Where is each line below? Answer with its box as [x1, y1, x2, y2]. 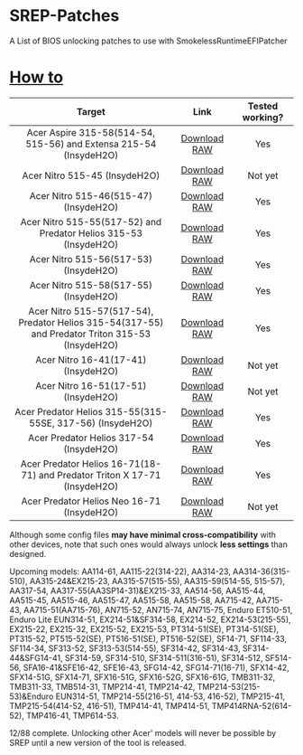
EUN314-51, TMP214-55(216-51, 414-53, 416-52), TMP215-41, [55, 691, 286, 702]
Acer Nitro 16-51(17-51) [35, 379, 147, 392]
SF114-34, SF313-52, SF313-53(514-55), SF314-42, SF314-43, [9, 643, 241, 654]
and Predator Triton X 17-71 [38, 468, 161, 481]
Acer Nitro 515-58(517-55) [29, 278, 153, 291]
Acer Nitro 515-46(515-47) [29, 189, 153, 202]
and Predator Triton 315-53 [31, 327, 151, 340]
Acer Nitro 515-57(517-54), [28, 305, 154, 317]
